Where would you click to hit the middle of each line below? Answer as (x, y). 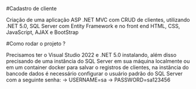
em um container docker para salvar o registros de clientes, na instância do (98, 67)
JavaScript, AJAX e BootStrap (42, 32)
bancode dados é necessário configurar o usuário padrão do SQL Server (94, 73)
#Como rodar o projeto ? (36, 44)
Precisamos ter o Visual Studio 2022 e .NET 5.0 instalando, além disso (91, 55)
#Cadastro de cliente (31, 8)
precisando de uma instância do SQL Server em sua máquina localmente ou (98, 61)
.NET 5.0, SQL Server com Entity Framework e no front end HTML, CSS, (93, 26)
